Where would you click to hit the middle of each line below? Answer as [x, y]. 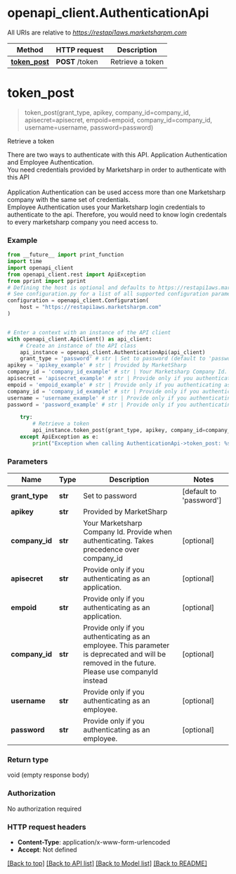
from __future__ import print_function [66, 255]
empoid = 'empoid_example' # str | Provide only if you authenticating [114, 385]
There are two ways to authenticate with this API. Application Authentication [117, 154]
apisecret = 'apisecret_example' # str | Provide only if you [100, 379]
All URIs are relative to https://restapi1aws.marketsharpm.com [97, 32]
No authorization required [45, 809]
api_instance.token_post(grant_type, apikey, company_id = [119, 431]
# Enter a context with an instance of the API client [89, 332]
